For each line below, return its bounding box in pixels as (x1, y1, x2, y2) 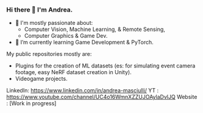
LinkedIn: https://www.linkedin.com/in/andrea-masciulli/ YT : (6, 87, 159, 94)
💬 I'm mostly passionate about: (15, 19, 93, 27)
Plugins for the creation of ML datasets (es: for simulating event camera (15, 62, 196, 69)
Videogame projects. (15, 75, 68, 83)
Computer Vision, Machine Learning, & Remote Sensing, (24, 26, 166, 33)
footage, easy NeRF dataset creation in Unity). (15, 69, 132, 76)
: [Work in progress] (6, 100, 57, 107)
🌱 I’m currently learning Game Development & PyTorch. (15, 39, 154, 46)
